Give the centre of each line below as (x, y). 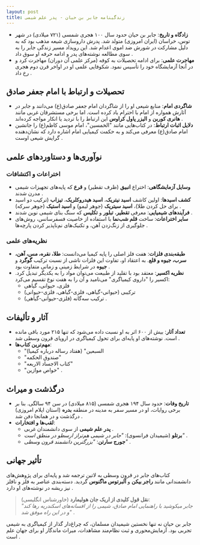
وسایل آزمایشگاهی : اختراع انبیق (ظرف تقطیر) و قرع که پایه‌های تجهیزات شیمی (103, 187)
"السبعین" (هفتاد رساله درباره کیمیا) (64, 351)
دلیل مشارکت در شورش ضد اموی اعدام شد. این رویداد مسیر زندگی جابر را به (101, 47)
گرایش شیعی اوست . (39, 138)
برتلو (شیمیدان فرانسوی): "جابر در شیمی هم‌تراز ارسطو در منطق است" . (106, 435)
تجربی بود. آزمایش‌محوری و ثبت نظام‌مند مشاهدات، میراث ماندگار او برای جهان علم (99, 530)
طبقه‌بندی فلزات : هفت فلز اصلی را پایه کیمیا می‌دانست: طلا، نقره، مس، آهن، (100, 254)
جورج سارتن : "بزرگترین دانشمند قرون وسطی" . (77, 441)
